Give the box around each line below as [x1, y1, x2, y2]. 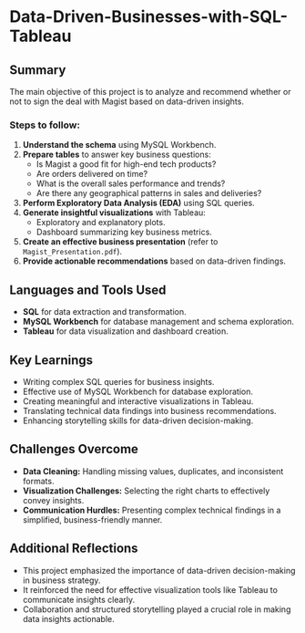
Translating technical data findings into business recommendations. [22, 405, 277, 416]
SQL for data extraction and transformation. [22, 306, 187, 317]
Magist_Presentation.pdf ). [22, 246, 123, 257]
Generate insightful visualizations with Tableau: [22, 207, 207, 218]
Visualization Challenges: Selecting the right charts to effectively [22, 485, 270, 496]
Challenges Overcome [9, 441, 139, 457]
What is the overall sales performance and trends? [36, 178, 226, 189]
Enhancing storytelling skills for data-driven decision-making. [22, 415, 254, 426]
